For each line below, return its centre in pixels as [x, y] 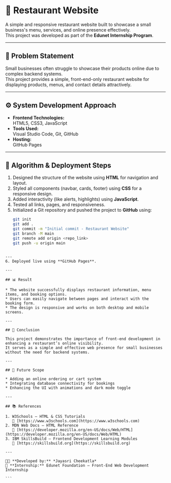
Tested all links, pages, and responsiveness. [59, 205]
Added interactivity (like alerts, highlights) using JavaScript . [76, 199]
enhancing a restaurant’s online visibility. [54, 343]
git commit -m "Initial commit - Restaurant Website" [71, 229]
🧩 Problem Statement [40, 56]
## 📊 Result [19, 279]
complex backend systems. [34, 74]
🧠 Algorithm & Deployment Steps [58, 165]
